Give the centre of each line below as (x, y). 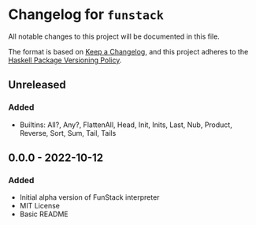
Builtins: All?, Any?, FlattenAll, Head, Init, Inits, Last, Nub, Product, (126, 125)
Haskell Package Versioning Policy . (65, 60)
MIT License (40, 206)
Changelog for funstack (86, 15)
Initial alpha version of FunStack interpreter (89, 197)
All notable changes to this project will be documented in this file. (114, 36)
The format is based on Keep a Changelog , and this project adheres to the (128, 51)
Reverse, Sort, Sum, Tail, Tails (68, 133)
